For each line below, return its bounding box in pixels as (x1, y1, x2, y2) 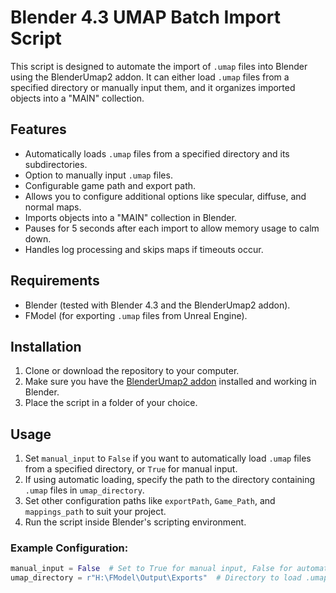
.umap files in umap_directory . (24, 484, 145, 496)
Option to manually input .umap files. (24, 169, 173, 181)
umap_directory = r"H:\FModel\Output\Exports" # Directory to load (10, 573, 302, 583)
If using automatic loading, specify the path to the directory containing (24, 474, 316, 486)
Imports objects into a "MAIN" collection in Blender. (24, 211, 237, 223)
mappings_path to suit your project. (24, 506, 167, 518)
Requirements (10, 272, 100, 290)
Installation (10, 338, 82, 355)
